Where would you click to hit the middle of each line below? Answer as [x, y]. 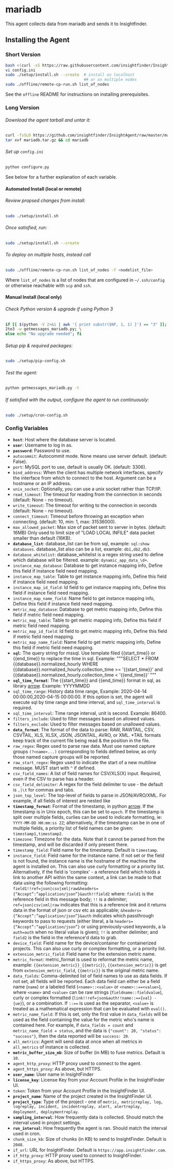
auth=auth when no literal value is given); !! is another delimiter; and [85, 932]
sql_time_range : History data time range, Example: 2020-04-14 [80, 691]
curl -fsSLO [18, 135]
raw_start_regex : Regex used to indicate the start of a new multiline [84, 762]
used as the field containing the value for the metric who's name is [83, 1019]
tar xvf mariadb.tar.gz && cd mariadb [47, 140]
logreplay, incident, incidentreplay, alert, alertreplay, [77, 1106]
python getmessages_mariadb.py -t [42, 388]
